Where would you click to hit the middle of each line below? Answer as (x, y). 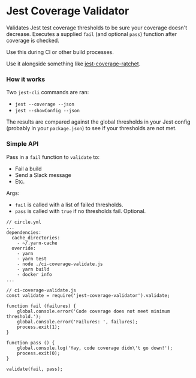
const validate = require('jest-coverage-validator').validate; (88, 295)
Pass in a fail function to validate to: (53, 157)
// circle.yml (24, 222)
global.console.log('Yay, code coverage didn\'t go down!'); (95, 348)
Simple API (22, 144)
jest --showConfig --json (47, 111)
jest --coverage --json (45, 104)
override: (24, 248)
